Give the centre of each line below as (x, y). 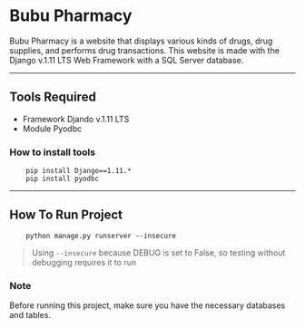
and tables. (30, 315)
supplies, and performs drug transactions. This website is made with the (144, 50)
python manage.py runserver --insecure (101, 236)
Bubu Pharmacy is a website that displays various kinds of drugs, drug (141, 41)
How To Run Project (66, 215)
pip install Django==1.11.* (79, 171)
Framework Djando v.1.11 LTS (76, 119)
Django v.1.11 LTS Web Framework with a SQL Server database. (127, 60)
